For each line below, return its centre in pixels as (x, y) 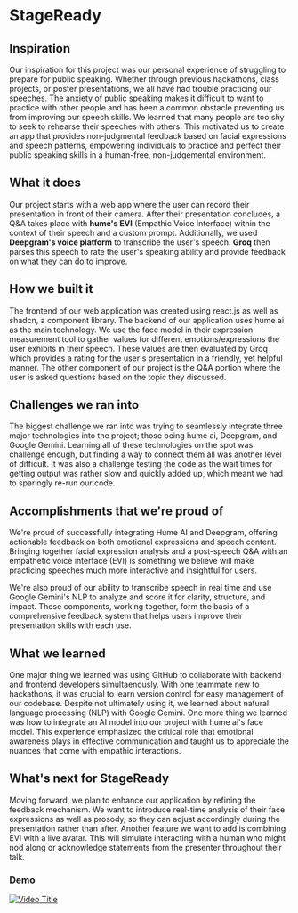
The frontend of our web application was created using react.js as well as (144, 310)
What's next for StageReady (89, 779)
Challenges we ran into (74, 405)
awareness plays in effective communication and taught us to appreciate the (149, 741)
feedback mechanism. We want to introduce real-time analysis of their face (147, 809)
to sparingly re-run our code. (62, 483)
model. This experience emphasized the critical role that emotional (131, 732)
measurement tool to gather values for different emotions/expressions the (145, 338)
